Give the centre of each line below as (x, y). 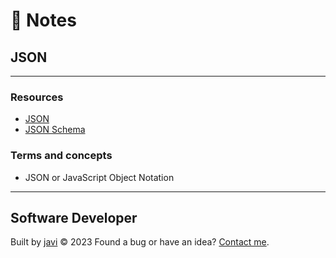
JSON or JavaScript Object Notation (99, 177)
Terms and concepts (61, 156)
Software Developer (74, 217)
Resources (37, 97)
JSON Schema (55, 130)
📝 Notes (43, 20)
